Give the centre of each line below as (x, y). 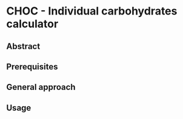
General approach (41, 87)
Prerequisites (32, 67)
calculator (32, 24)
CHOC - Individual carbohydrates (92, 11)
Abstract (23, 46)
